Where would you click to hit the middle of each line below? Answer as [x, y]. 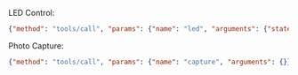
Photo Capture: [36, 45]
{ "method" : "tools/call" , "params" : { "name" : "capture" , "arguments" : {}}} [152, 62]
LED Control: [32, 13]
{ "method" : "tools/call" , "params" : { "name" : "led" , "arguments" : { [138, 29]
